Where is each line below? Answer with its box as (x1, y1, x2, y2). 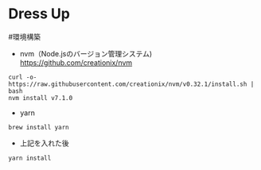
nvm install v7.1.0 (8, 94, 73, 102)
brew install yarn (8, 123, 69, 131)
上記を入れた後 (19, 138, 69, 148)
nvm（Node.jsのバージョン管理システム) (19, 48, 153, 58)
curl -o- (8, 73, 37, 81)
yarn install (8, 154, 52, 162)
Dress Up (8, 5, 70, 23)
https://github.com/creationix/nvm (19, 57, 133, 68)
